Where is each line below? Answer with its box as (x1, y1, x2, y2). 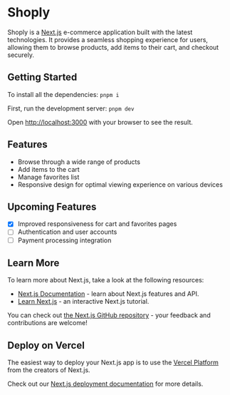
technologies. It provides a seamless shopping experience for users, (7, 35, 209, 43)
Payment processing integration (17, 236, 112, 245)
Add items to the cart (17, 165, 80, 173)
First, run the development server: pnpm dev (7, 104, 135, 113)
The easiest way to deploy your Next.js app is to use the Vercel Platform (7, 358, 219, 367)
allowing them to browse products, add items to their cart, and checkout (7, 43, 219, 51)
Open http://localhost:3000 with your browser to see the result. (7, 118, 194, 126)
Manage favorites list (17, 173, 80, 181)
